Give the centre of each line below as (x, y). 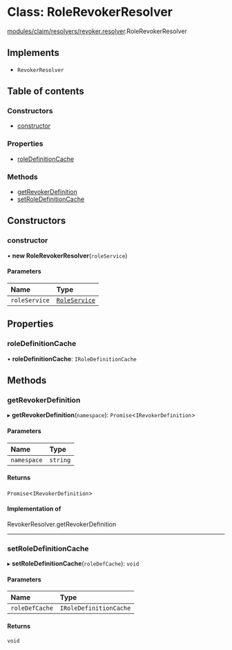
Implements (33, 53)
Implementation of (34, 509)
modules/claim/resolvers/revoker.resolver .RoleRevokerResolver (97, 31)
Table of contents (46, 92)
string (60, 460)
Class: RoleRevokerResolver (90, 12)
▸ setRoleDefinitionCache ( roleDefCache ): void (73, 564)
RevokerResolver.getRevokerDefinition (62, 524)
